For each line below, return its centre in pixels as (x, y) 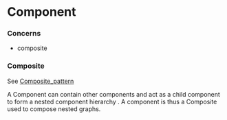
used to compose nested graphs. (54, 109)
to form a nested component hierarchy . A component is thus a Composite (112, 101)
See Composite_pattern (41, 81)
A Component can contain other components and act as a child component (113, 94)
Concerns (24, 34)
